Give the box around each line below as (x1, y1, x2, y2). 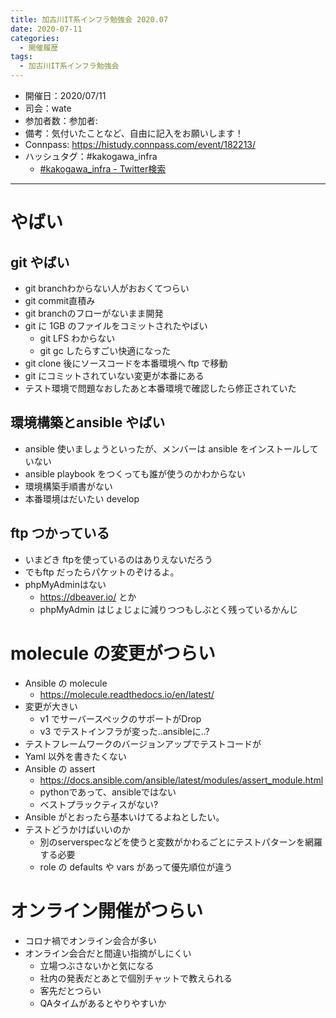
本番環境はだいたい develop (24, 492, 140, 505)
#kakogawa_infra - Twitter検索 (39, 163, 167, 175)
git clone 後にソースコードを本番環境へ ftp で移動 (24, 357, 228, 369)
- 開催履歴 (19, 42, 59, 53)
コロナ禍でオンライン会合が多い (24, 934, 157, 946)
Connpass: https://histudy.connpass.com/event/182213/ (24, 139, 257, 150)
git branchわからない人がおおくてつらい (24, 282, 190, 294)
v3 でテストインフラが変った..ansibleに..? (39, 725, 210, 737)
